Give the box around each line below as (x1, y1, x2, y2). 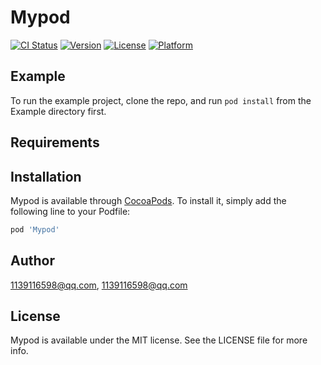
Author (10, 252, 55, 270)
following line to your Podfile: (10, 205, 131, 217)
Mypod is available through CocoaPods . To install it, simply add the (10, 194, 287, 206)
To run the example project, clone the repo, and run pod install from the (10, 94, 312, 106)
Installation (10, 168, 82, 185)
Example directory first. (10, 105, 107, 117)
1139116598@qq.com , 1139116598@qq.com (10, 279, 188, 291)
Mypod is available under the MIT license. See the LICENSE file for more (10, 334, 308, 346)
